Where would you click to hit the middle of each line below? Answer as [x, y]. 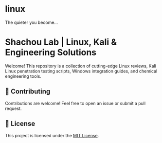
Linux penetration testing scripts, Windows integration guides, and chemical [81, 71]
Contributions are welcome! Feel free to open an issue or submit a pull [75, 103]
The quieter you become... [32, 22]
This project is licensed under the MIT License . [52, 135]
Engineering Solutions [51, 53]
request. [13, 108]
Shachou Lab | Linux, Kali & [61, 42]
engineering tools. [23, 76]
